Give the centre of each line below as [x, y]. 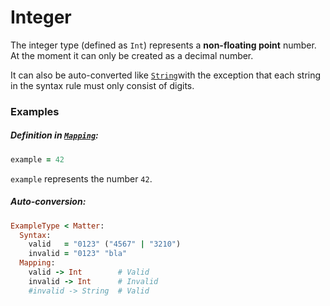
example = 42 [37, 159]
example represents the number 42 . [81, 178]
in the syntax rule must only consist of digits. [102, 85]
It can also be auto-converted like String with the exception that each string [166, 75]
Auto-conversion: [48, 202]
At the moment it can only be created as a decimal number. [132, 55]
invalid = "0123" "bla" [78, 254]
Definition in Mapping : [54, 135]
